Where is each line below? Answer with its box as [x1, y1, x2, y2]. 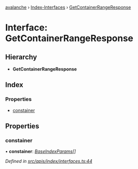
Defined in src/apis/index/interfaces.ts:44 [5, 158, 93, 164]
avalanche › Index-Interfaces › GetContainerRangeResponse [5, 5, 131, 10]
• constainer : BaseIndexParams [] [5, 148, 76, 154]
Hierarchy [5, 52, 37, 61]
